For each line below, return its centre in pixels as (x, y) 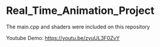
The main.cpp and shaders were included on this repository (78, 27)
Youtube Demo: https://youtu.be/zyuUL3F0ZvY (63, 38)
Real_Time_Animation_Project (80, 11)
